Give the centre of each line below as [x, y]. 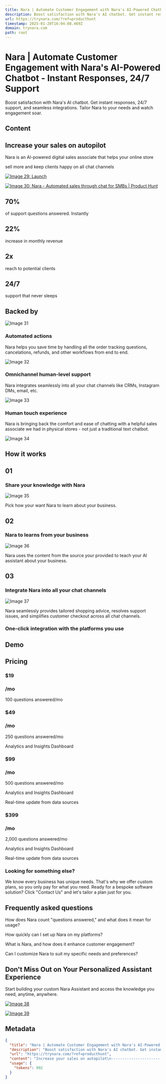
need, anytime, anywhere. [32, 994]
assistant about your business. [36, 561]
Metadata [20, 1029]
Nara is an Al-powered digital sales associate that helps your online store [79, 157]
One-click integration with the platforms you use [65, 629]
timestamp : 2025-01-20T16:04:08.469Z [44, 24]
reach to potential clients [30, 268]
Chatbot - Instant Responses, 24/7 [77, 78]
